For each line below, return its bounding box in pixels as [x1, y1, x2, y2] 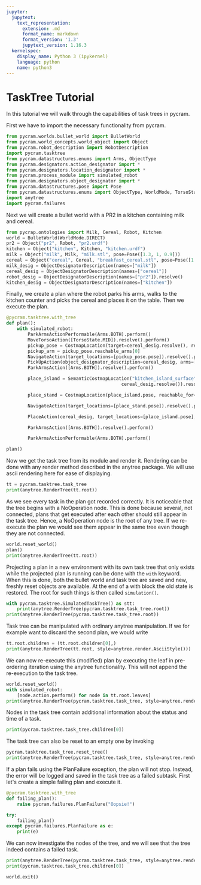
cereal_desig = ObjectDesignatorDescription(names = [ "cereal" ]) [6, 268, 167, 274]
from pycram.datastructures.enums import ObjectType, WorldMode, [6, 190, 172, 196]
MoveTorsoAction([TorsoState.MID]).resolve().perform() [28, 337, 170, 343]
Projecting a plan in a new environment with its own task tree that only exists [6, 563, 195, 571]
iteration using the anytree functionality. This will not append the [28, 663, 187, 670]
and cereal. [6, 217, 34, 225]
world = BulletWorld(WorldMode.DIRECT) [6, 235, 106, 241]
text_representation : [17, 20, 71, 26]
